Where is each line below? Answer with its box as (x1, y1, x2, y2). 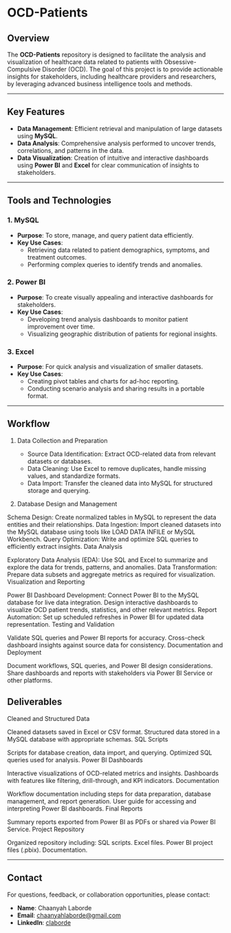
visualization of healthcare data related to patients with (7, 58, 163, 66)
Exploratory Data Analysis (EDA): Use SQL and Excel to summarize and (7, 556, 208, 564)
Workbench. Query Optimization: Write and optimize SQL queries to (7, 535, 199, 543)
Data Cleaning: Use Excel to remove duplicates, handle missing (27, 464, 206, 472)
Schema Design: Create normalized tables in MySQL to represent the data (7, 513, 217, 521)
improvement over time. (27, 322, 95, 331)
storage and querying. (27, 486, 91, 494)
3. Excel (7, 346, 34, 356)
